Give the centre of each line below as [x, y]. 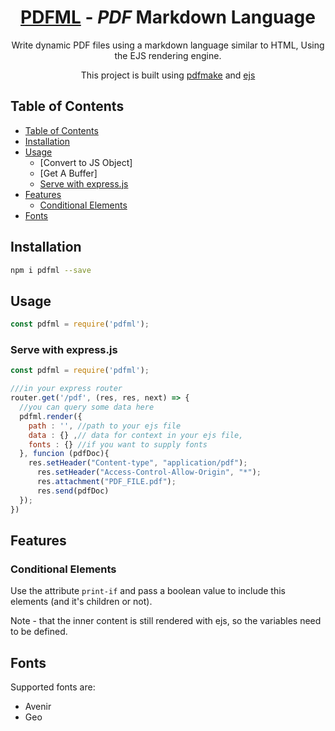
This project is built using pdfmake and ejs [168, 75]
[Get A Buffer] [68, 173]
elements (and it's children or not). [81, 602]
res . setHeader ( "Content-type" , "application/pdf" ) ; [138, 463]
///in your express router [66, 389]
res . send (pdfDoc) [73, 491]
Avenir [38, 707]
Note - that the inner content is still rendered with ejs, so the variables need [166, 621]
